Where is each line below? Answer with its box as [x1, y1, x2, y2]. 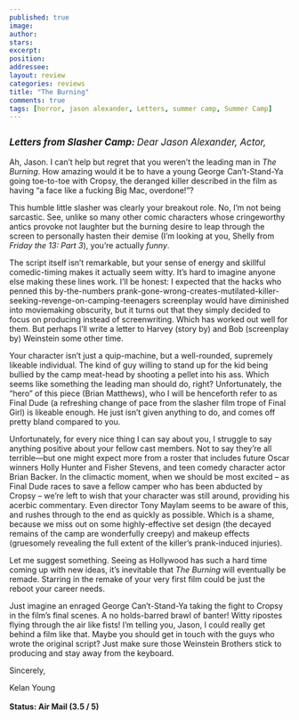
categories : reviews [9, 79, 86, 88]
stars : [9, 37, 34, 47]
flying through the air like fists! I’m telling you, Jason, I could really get [9, 619, 265, 630]
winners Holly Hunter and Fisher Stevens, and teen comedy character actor [9, 462, 287, 473]
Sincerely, [9, 665, 46, 676]
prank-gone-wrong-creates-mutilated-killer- [117, 286, 279, 296]
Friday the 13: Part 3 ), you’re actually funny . [9, 240, 170, 251]
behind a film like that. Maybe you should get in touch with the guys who [9, 629, 276, 640]
